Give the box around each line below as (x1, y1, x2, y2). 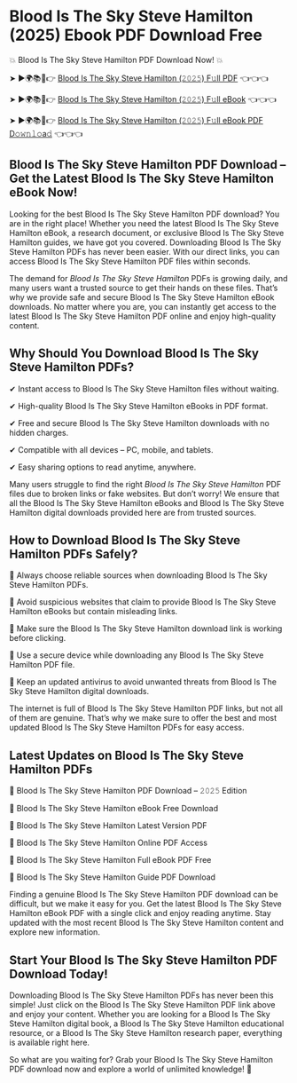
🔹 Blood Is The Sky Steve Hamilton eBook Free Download (9, 803, 219, 814)
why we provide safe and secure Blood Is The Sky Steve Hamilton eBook (9, 291, 275, 303)
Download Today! (9, 966, 108, 982)
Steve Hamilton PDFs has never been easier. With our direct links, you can (9, 246, 280, 257)
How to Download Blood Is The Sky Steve (9, 533, 241, 548)
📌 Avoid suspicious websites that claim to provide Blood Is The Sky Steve (9, 597, 277, 607)
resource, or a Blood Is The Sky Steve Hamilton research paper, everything (9, 1028, 283, 1038)
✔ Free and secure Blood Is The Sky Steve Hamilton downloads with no (9, 417, 270, 428)
